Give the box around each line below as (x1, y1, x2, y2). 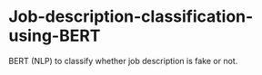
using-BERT (8, 25, 101, 46)
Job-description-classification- (8, 6, 254, 27)
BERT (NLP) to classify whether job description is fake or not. (8, 55, 238, 66)
